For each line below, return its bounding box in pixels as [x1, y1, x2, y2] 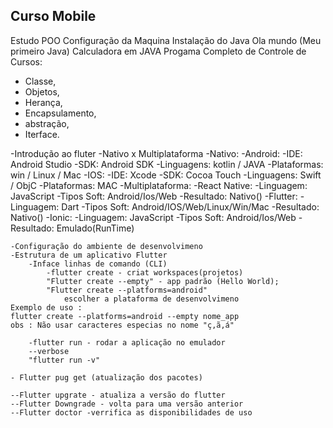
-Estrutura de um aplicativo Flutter [10, 250, 168, 260]
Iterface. [24, 128, 60, 140]
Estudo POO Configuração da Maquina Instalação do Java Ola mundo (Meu [10, 34, 322, 46]
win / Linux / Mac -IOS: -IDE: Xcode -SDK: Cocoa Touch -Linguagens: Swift [10, 169, 322, 181]
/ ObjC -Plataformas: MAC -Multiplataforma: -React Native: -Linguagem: [10, 179, 308, 191]
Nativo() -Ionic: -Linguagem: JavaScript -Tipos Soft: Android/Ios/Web [10, 211, 297, 223]
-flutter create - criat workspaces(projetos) [46, 267, 244, 278]
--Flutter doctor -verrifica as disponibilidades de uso [10, 407, 253, 418]
